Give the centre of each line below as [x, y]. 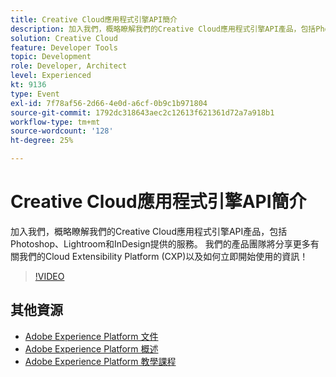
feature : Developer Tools [64, 47]
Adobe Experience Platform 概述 [91, 348]
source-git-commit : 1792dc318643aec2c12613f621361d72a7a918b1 [142, 112]
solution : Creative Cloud [64, 38]
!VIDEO [49, 276]
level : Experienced [51, 76]
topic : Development [51, 57]
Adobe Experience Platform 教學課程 [100, 361]
